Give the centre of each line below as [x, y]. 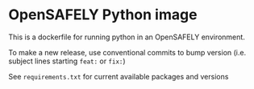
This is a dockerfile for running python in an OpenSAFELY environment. [127, 37]
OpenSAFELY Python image [103, 15]
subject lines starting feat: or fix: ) [67, 61]
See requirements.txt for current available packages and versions [119, 76]
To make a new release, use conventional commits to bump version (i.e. [127, 52]
